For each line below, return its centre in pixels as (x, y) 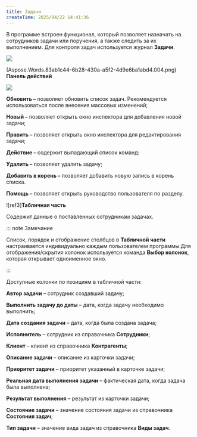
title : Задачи (24, 12)
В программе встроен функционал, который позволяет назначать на (94, 34)
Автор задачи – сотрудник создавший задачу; (65, 293)
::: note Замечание (30, 228)
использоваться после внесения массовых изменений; (77, 105)
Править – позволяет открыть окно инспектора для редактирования (94, 134)
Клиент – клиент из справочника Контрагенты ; (67, 346)
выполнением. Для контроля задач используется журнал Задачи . (91, 47)
